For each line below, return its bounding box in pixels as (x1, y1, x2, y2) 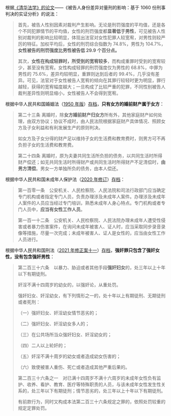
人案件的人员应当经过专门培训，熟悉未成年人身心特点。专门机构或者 (17, 200, 161, 206)
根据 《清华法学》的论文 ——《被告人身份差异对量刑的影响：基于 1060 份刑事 (5, 5, 166, 10)
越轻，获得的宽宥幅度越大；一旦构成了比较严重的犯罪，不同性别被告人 (17, 84, 166, 89)
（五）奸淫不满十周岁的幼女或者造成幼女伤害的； (17, 353, 121, 359)
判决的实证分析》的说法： (5, 11, 59, 17)
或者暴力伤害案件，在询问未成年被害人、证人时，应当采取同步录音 (22, 224, 161, 229)
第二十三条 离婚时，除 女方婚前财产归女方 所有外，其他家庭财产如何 (17, 112, 158, 118)
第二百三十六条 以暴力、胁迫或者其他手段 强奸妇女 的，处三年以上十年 (17, 265, 166, 270)
